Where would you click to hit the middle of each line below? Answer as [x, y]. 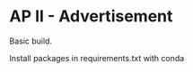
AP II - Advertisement [91, 16]
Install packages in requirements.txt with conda [97, 58]
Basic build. [31, 41]
